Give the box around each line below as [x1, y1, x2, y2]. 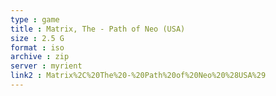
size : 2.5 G [10, 33, 65, 43]
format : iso [10, 42, 65, 53]
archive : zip [10, 52, 70, 62]
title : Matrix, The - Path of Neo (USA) [10, 24, 186, 34]
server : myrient [10, 61, 83, 71]
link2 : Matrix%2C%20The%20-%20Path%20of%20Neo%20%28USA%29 [10, 71, 267, 81]
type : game [10, 14, 60, 25]
